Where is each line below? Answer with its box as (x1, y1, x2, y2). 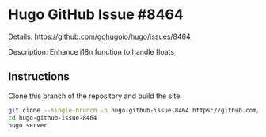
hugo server (8, 121, 47, 129)
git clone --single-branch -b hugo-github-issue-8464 (8, 106, 190, 114)
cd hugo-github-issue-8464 (8, 113, 97, 122)
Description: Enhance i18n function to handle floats (8, 47, 175, 56)
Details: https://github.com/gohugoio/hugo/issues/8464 (8, 32, 192, 41)
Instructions (8, 70, 70, 84)
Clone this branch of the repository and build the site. (8, 91, 182, 101)
